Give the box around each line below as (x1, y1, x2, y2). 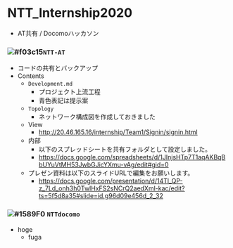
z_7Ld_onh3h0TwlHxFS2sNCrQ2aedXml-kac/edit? (38, 184, 185, 192)
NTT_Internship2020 (7, 5, 132, 21)
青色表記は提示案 (38, 96, 89, 105)
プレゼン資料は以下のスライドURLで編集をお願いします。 (27, 169, 194, 177)
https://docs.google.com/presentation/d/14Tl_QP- (38, 177, 183, 185)
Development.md (27, 81, 73, 88)
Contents (17, 72, 44, 80)
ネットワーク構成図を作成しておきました (38, 112, 156, 121)
